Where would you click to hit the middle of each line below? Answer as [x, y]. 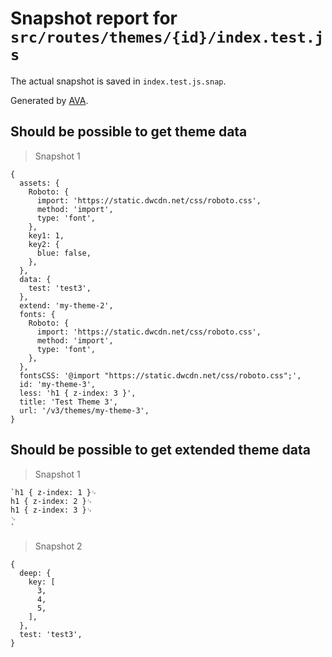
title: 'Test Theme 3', [68, 402]
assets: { [39, 183]
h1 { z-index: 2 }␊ [51, 501]
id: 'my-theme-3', [58, 384]
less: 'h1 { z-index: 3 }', [78, 393]
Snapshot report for [94, 18]
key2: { [44, 244]
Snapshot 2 [58, 546]
